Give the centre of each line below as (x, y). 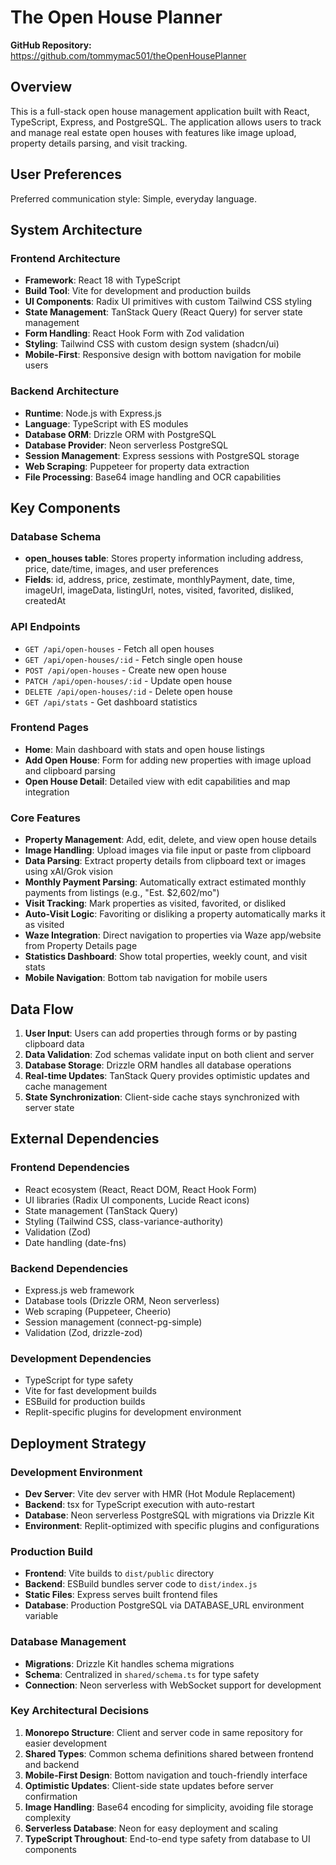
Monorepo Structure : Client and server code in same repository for (164, 1732)
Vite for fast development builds (90, 1391)
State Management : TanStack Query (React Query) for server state (163, 312)
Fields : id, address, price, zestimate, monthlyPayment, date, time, (160, 580)
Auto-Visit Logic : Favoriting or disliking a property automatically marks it (175, 914)
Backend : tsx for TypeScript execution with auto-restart (139, 1504)
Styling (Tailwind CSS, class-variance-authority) (124, 1221)
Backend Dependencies (69, 1268)
